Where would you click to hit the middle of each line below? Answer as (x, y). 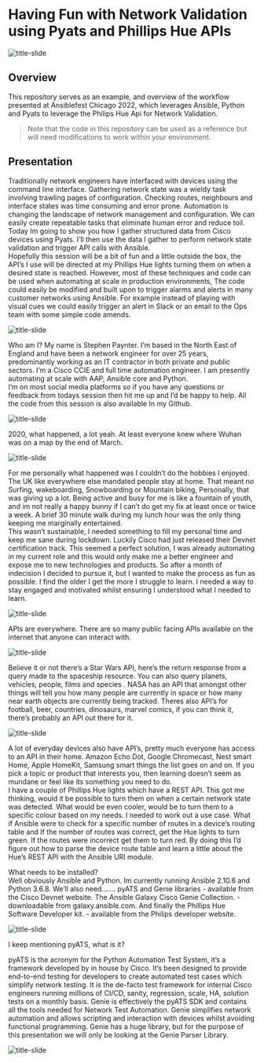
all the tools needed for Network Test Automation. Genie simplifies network (130, 1009)
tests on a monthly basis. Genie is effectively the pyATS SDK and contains (128, 1001)
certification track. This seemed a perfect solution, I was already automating (132, 548)
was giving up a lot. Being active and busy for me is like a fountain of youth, (130, 498)
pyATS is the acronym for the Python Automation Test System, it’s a (117, 959)
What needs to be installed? (53, 872)
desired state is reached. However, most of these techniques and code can (130, 272)
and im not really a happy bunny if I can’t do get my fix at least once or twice (132, 506)
